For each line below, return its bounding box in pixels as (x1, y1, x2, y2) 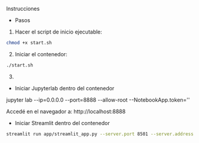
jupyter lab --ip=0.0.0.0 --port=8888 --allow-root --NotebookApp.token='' (6, 96, 190, 104)
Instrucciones (6, 5, 40, 12)
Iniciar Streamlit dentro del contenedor (14, 119, 110, 126)
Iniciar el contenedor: (14, 50, 68, 57)
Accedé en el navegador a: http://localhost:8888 (6, 108, 126, 115)
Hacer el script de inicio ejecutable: (14, 28, 103, 35)
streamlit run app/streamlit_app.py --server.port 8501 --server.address (6, 131, 194, 137)
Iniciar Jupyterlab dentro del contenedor (14, 84, 115, 92)
